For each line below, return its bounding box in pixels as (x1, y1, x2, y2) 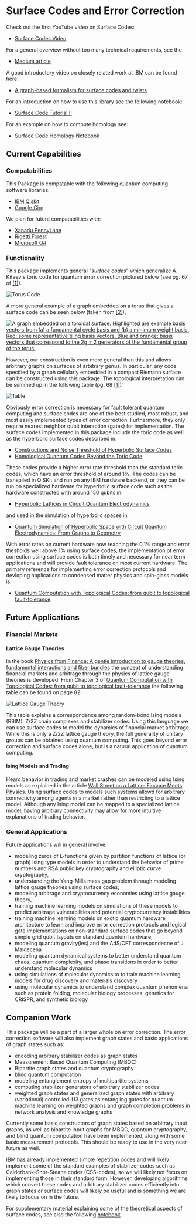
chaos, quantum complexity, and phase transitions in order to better (14, 958, 178, 965)
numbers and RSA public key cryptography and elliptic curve (14, 864, 161, 872)
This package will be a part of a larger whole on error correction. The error (6, 1028, 186, 1035)
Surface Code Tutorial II (14, 109, 72, 116)
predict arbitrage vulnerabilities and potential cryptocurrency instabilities (14, 908, 190, 915)
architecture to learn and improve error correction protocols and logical (14, 921, 187, 928)
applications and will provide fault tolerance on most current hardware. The (6, 559, 188, 566)
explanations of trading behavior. (6, 813, 86, 820)
